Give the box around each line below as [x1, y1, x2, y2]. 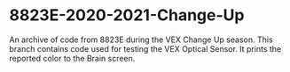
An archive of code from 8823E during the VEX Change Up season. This [9, 34, 273, 45]
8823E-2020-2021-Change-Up [9, 5, 245, 25]
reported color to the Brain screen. [9, 53, 136, 63]
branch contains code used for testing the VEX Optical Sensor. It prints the [9, 43, 282, 54]
